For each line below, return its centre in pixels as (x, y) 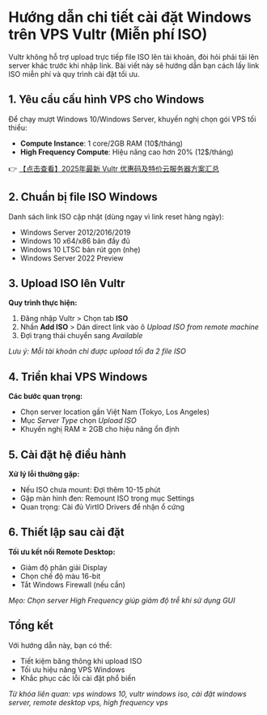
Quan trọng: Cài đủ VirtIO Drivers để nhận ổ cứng (102, 507)
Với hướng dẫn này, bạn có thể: (60, 645)
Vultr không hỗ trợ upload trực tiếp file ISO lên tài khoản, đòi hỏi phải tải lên (133, 57)
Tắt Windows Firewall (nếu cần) (72, 584)
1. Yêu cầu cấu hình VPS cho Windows (106, 100)
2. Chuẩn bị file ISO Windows (83, 197)
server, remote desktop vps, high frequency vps (88, 702)
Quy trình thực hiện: (43, 302)
